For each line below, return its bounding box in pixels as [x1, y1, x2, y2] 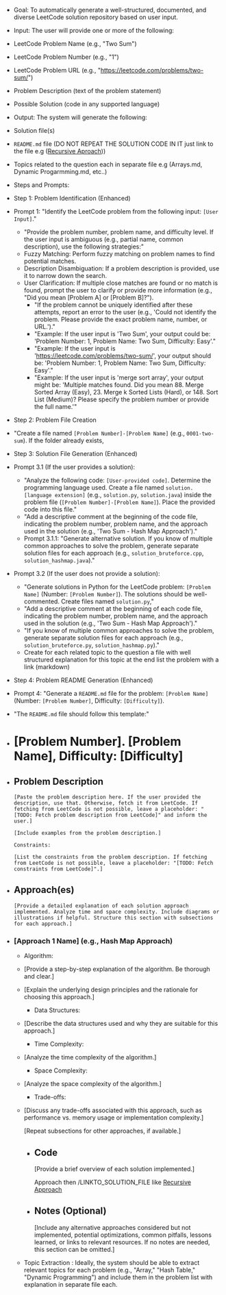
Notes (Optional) [34, 1205, 107, 1217]
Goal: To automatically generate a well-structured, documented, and [13, 6, 207, 14]
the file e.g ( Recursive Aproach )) [13, 147, 106, 155]
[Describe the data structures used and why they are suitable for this [23, 1020, 218, 1028]
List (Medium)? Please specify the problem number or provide [34, 395, 210, 403]
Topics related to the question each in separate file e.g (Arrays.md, [13, 160, 203, 168]
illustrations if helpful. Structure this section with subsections [13, 914, 214, 921]
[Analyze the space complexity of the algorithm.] [23, 1080, 162, 1088]
